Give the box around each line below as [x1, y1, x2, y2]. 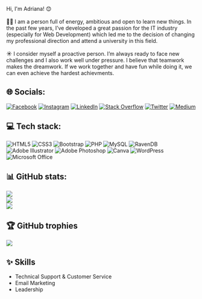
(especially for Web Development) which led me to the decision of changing [6, 31, 195, 38]
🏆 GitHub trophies [6, 220, 78, 231]
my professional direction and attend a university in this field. [6, 38, 158, 44]
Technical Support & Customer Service [14, 273, 112, 280]
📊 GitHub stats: [6, 172, 68, 182]
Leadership [14, 286, 43, 293]
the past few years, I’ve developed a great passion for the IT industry [6, 24, 178, 31]
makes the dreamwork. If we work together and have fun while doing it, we [6, 63, 192, 70]
